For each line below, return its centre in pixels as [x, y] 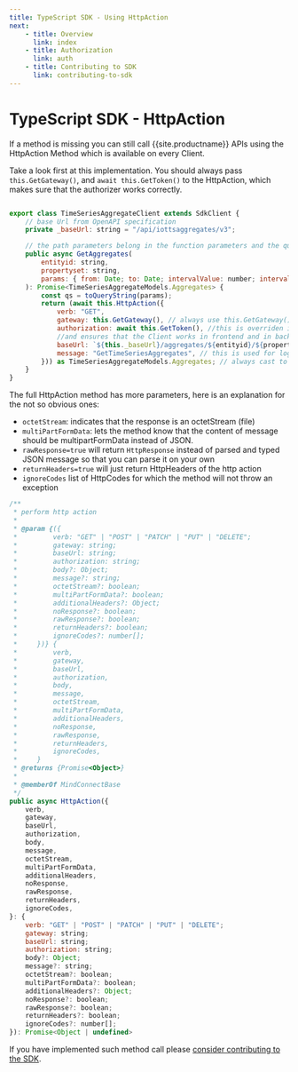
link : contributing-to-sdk [82, 75]
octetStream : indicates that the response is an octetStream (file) [138, 422]
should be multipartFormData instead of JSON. [107, 441]
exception [40, 488]
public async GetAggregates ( [79, 254]
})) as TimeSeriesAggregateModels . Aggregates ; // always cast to [165, 361]
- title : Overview [59, 34]
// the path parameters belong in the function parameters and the [152, 246]
